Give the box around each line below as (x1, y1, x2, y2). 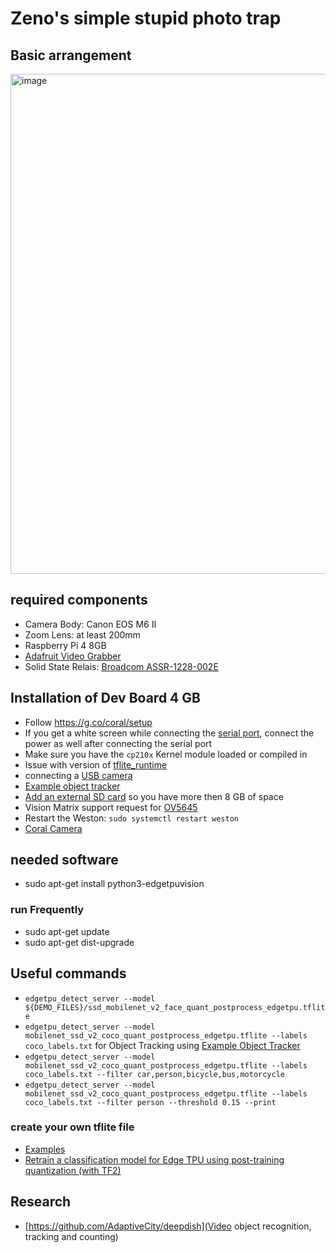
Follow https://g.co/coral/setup (24, 716, 153, 728)
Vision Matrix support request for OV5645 (24, 801, 198, 813)
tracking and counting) (24, 1230, 119, 1242)
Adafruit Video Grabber (24, 650, 122, 662)
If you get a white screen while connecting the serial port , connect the (24, 727, 315, 739)
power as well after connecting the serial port (24, 737, 213, 749)
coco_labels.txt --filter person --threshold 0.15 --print (24, 1097, 277, 1107)
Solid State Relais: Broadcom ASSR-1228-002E (24, 660, 219, 672)
